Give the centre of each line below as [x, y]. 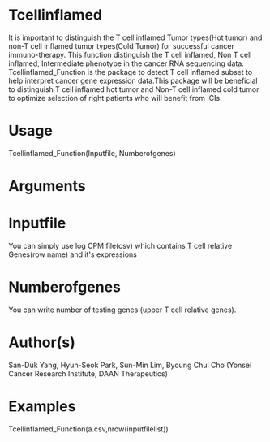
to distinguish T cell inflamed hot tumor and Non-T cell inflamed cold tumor [134, 89]
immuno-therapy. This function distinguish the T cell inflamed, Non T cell [130, 54]
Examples [42, 407]
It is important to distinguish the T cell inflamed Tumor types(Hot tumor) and [135, 37]
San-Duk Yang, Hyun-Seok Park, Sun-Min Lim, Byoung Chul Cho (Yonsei [130, 365]
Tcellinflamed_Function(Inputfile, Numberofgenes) [92, 153]
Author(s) [42, 342]
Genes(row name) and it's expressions [73, 254]
